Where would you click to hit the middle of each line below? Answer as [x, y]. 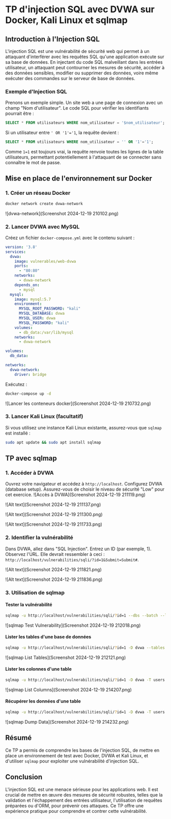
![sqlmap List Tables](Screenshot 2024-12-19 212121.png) [66, 657]
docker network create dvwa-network [44, 203]
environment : [28, 304]
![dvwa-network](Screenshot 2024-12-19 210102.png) [62, 213]
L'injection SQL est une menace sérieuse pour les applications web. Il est [82, 789]
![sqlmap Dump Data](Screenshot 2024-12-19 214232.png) [67, 722]
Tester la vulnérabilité [29, 605]
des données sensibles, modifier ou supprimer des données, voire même [82, 73]
